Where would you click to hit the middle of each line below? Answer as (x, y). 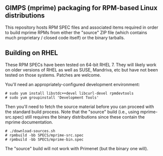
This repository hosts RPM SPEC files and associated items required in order (82, 27)
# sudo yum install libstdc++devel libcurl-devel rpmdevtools (69, 93)
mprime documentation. (29, 122)
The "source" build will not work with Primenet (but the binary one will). (77, 148)
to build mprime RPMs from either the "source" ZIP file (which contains (76, 32)
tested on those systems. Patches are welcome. (53, 75)
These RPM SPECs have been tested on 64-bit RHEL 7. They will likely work (81, 65)
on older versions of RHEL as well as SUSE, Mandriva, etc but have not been (81, 69)
